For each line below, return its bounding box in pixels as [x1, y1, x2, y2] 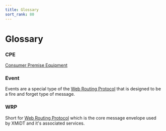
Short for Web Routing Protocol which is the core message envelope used [5, 115, 157, 121]
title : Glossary [5, 7, 39, 12]
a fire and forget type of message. [5, 91, 76, 97]
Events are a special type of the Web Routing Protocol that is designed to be [5, 86, 162, 92]
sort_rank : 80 [5, 12, 35, 17]
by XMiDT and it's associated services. [5, 120, 85, 126]
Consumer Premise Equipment [5, 62, 68, 68]
